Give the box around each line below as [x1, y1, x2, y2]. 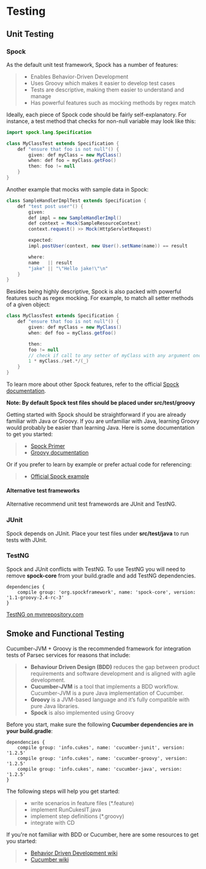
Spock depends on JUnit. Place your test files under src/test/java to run [6, 530, 189, 537]
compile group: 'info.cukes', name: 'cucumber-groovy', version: [17, 755, 188, 762]
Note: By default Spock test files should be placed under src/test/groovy [6, 399, 195, 406]
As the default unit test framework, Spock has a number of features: [6, 61, 178, 68]
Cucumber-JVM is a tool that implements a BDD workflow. [30, 682, 179, 690]
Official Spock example [30, 473, 90, 480]
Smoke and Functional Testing [6, 628, 124, 639]
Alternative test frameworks [6, 487, 80, 494]
